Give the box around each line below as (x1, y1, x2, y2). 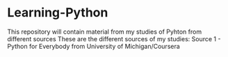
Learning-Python (7, 5, 108, 21)
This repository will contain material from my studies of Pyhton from (7, 27, 202, 36)
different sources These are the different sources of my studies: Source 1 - (7, 34, 221, 43)
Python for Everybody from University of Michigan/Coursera (7, 42, 181, 50)
